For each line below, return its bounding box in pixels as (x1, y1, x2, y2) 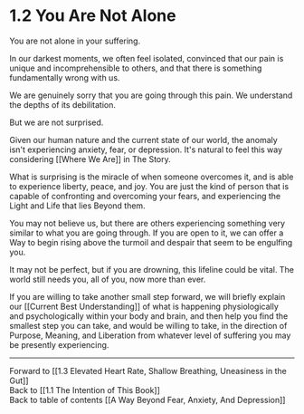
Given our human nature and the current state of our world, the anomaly (9, 134, 278, 145)
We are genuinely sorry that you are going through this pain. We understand (9, 90, 293, 101)
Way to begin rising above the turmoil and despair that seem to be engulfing (9, 236, 293, 247)
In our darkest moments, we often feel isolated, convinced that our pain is (9, 53, 284, 63)
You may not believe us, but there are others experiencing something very (9, 217, 286, 228)
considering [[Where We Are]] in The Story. (9, 153, 172, 164)
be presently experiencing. (9, 339, 109, 350)
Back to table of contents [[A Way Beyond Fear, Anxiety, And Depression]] (9, 394, 286, 405)
